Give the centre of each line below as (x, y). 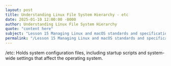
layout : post (19, 10)
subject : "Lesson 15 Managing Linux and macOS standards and (72, 34)
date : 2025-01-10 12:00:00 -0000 (41, 19)
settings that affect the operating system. (60, 58)
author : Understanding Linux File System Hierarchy (61, 24)
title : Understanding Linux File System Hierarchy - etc (67, 15)
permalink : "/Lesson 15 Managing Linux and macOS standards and (75, 39)
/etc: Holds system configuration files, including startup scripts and (76, 53)
